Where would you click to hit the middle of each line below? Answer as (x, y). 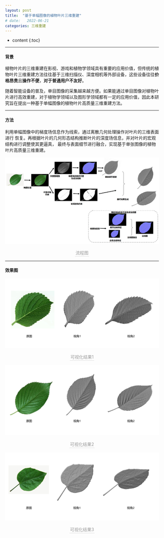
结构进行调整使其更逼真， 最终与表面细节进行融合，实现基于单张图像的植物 (81, 144)
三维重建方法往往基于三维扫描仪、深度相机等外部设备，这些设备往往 (86, 75)
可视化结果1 (82, 357)
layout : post (18, 10)
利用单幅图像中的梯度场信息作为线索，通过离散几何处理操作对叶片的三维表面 (82, 131)
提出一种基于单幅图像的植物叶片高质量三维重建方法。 (71, 103)
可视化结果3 (82, 530)
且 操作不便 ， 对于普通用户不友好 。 (52, 81)
